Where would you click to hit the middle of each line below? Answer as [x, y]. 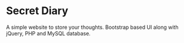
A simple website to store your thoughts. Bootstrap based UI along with [92, 27]
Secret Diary [37, 11]
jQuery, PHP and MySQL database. [48, 33]
